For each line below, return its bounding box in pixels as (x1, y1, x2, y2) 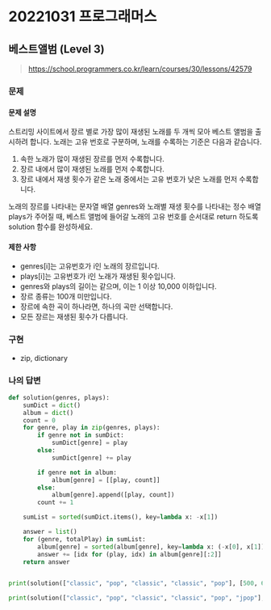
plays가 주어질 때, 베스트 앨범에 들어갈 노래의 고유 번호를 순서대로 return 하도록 (8, 212, 259, 222)
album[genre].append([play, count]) (51, 491, 175, 499)
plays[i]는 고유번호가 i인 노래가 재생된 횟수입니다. (19, 272, 176, 282)
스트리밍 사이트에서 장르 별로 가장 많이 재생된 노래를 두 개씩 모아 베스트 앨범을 (8, 127, 254, 137)
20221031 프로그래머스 (8, 7, 157, 26)
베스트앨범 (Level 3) (8, 42, 105, 56)
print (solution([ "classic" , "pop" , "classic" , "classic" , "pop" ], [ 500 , (8, 579, 258, 587)
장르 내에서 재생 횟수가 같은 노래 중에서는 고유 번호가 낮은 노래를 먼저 (19, 175, 238, 184)
